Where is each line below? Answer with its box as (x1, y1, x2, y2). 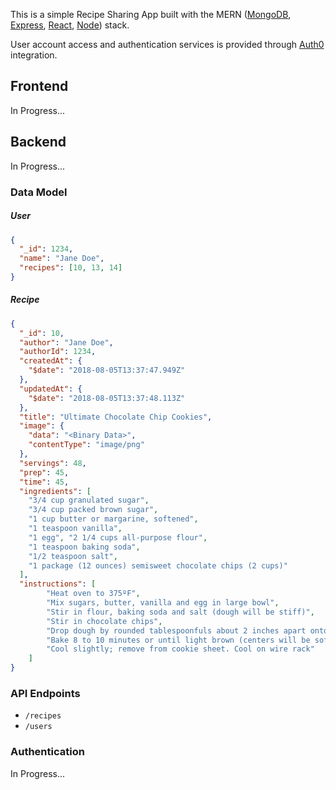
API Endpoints (10, 687, 81, 701)
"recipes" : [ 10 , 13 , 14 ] (19, 263, 123, 273)
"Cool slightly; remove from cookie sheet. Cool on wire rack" (46, 644, 315, 654)
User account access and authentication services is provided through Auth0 (10, 39, 325, 50)
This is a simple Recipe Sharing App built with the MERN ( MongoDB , (10, 9, 292, 20)
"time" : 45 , (19, 477, 70, 487)
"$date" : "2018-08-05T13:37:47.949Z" (28, 365, 186, 376)
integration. (10, 49, 58, 61)
